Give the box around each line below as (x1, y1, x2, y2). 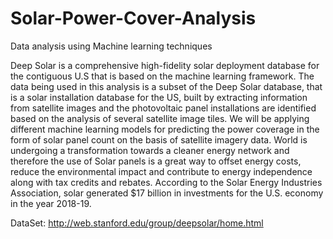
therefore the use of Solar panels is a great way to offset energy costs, (10, 155, 302, 167)
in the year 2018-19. (10, 197, 92, 209)
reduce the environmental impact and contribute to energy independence (10, 165, 313, 177)
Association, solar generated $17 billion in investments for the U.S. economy (10, 187, 324, 199)
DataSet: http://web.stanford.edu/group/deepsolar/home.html (10, 217, 264, 229)
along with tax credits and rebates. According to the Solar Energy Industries (10, 176, 323, 188)
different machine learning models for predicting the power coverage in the (10, 123, 320, 135)
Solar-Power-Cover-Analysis (10, 7, 257, 30)
